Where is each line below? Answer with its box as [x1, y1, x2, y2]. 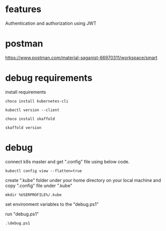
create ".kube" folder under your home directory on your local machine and [5, 177, 161, 183]
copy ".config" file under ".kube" [5, 183, 73, 189]
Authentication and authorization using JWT [5, 20, 97, 26]
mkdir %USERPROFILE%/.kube [5, 192, 62, 197]
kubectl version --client [5, 107, 59, 112]
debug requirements [5, 72, 93, 84]
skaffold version [5, 125, 42, 130]
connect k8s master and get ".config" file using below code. [5, 158, 130, 164]
